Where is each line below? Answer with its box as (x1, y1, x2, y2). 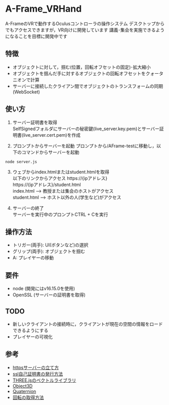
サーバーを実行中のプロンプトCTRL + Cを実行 (12, 211, 108, 217)
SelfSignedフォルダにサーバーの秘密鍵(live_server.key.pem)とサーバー (12, 126, 160, 132)
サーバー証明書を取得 (12, 119, 57, 125)
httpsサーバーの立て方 (12, 364, 59, 370)
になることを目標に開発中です (5, 33, 67, 39)
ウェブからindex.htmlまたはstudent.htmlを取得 (12, 169, 110, 175)
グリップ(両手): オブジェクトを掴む (12, 248, 85, 255)
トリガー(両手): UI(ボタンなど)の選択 (12, 242, 89, 248)
